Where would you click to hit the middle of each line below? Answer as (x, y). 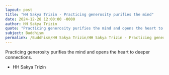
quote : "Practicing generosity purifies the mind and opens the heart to (84, 28)
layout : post (19, 10)
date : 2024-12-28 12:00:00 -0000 (40, 19)
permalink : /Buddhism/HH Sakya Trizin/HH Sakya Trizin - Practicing (78, 38)
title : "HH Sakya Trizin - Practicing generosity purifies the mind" (80, 14)
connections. (19, 57)
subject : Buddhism (24, 33)
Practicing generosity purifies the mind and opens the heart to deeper (77, 52)
